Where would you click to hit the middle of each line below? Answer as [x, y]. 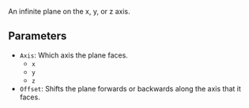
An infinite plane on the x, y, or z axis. [69, 11]
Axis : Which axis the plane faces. [74, 55]
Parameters [38, 36]
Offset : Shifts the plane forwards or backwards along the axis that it [130, 88]
